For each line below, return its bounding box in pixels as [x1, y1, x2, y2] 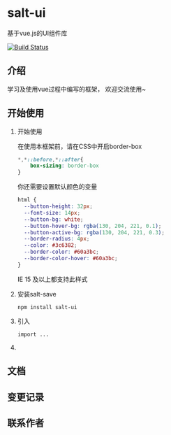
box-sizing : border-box [30, 162, 99, 169]
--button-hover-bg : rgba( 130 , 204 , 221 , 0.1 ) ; [24, 222, 162, 229]
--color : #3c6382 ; [24, 242, 77, 249]
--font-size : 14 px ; [24, 209, 81, 216]
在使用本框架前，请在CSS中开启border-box [17, 142, 142, 150]
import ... [17, 331, 50, 338]
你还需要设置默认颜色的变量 [17, 183, 98, 191]
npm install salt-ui [17, 304, 77, 311]
